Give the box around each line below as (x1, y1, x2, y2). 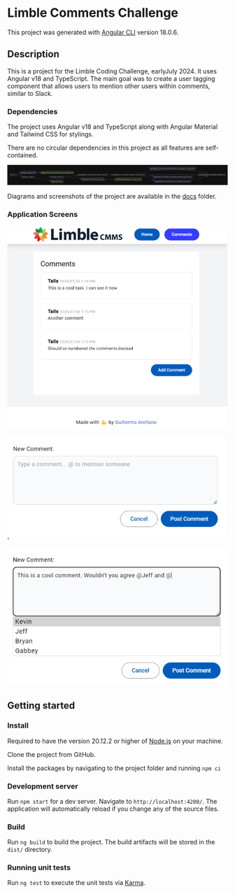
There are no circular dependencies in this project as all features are (7, 143, 204, 152)
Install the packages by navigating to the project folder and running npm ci (7, 764, 222, 772)
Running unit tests (7, 863, 71, 872)
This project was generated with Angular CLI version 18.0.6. (7, 28, 179, 36)
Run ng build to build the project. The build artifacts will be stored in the (7, 838, 215, 846)
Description (7, 48, 59, 60)
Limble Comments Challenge (7, 5, 179, 21)
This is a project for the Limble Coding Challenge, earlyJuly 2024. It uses (7, 66, 217, 75)
